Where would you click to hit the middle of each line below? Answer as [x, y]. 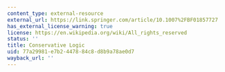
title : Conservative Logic [46, 45]
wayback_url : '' [30, 58]
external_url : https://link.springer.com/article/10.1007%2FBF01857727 [112, 20]
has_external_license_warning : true [60, 26]
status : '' [23, 39]
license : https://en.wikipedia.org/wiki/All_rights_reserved [97, 33]
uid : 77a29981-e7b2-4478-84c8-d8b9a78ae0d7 [71, 52]
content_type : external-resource [55, 13]
